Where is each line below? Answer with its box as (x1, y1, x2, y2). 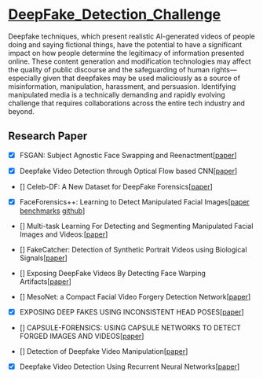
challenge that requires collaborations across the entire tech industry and (8, 98, 246, 108)
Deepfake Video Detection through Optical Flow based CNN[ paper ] (19, 166, 238, 175)
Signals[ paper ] (19, 253, 68, 263)
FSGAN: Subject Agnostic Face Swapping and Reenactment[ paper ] (19, 150, 237, 160)
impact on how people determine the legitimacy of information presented (8, 48, 245, 57)
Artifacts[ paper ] (19, 277, 72, 286)
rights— (211, 64, 237, 74)
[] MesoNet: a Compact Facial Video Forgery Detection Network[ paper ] (19, 292, 251, 301)
